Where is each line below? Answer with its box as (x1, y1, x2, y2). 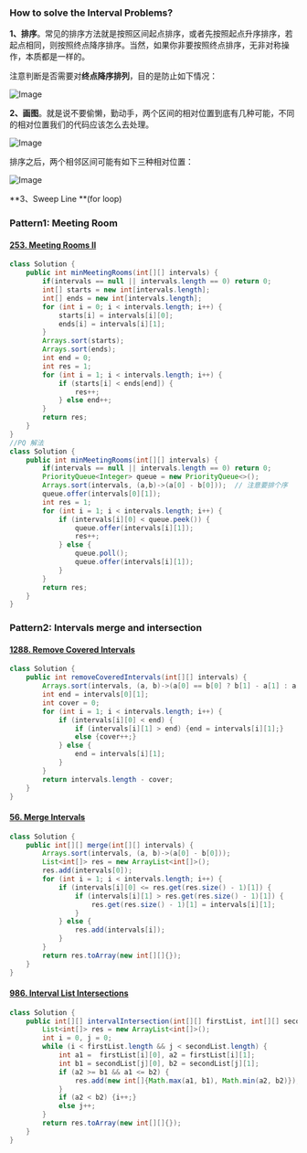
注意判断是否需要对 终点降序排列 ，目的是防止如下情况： (9, 70, 217, 81)
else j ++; (58, 1102, 96, 1111)
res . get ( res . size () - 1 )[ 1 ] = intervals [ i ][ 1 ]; (90, 900, 276, 909)
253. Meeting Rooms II (9, 240, 97, 251)
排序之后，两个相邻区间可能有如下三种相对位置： (9, 156, 194, 167)
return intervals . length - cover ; (42, 774, 174, 784)
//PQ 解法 (9, 438, 44, 447)
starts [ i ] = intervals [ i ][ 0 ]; (58, 311, 174, 320)
